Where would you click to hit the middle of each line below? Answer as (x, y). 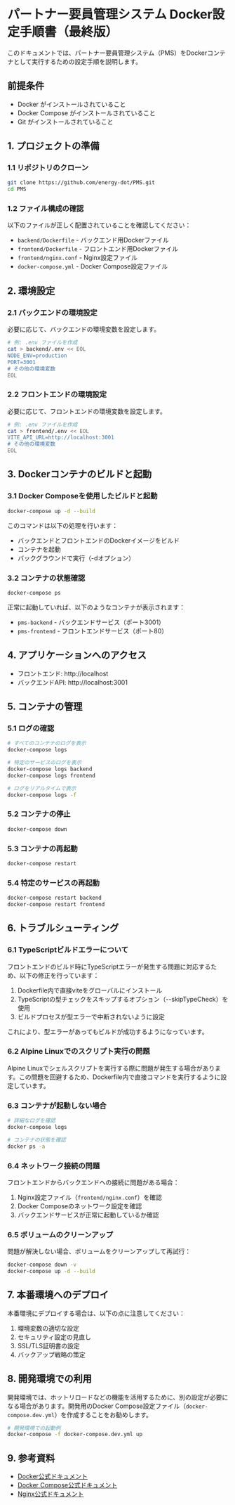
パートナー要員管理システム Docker (110, 14)
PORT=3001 (22, 362)
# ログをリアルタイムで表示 (42, 788)
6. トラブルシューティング (63, 928)
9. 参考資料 (31, 1458)
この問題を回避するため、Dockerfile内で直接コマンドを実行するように (120, 1077)
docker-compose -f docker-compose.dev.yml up (75, 1435)
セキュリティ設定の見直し (54, 1337)
